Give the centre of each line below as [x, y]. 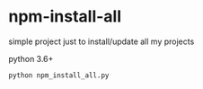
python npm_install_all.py [59, 75]
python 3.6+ [31, 58]
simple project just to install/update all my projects [101, 41]
